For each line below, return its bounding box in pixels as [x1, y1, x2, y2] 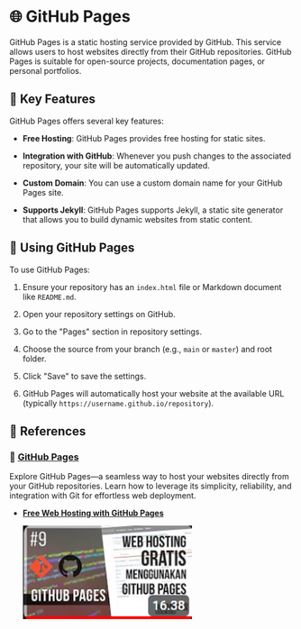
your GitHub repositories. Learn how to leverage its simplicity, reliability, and [9, 480, 292, 492]
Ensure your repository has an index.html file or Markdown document [22, 281, 282, 292]
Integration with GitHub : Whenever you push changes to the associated [22, 150, 291, 161]
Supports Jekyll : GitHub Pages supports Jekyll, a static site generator [22, 205, 284, 215]
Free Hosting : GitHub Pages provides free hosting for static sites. [22, 132, 266, 143]
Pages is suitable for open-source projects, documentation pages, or [9, 56, 266, 67]
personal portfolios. [9, 65, 82, 76]
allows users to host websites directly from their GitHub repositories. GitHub [9, 46, 292, 57]
